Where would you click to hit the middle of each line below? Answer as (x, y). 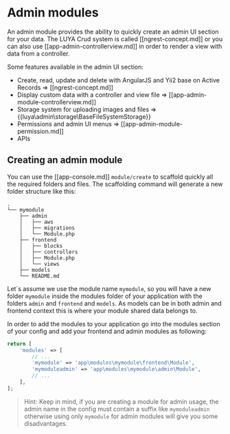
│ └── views (39, 264)
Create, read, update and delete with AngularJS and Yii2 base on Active (118, 80)
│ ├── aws (36, 222)
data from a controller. (38, 54)
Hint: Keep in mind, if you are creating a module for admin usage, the (121, 401)
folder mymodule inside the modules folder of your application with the (105, 296)
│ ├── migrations (47, 228)
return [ (20, 344)
